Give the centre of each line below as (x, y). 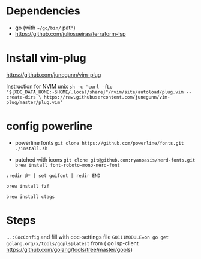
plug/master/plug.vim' (34, 102)
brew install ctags (31, 196)
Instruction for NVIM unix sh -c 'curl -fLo (59, 86)
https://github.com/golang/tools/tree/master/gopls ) (70, 249)
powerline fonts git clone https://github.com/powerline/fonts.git (99, 142)
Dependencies (43, 11)
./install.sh (31, 148)
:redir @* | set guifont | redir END (53, 176)
